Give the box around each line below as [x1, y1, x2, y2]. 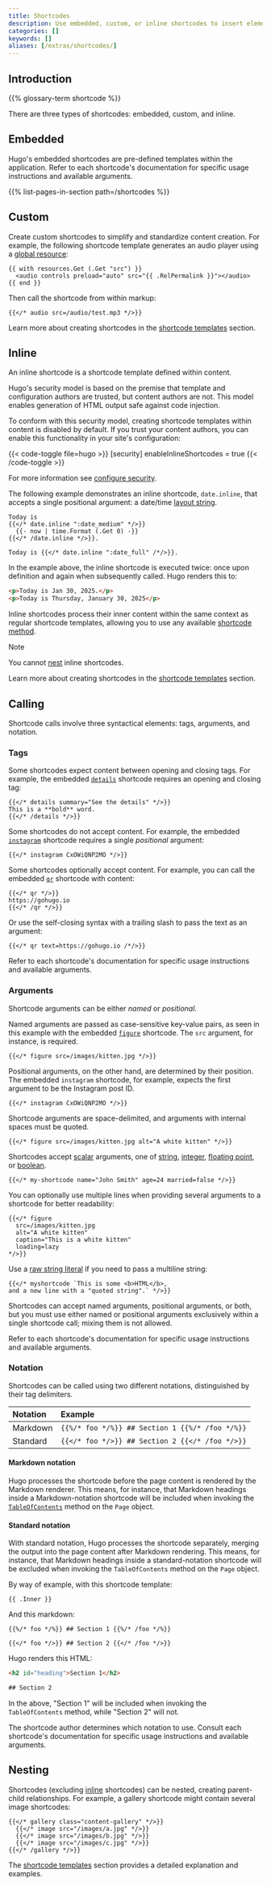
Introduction [8, 72, 73, 86]
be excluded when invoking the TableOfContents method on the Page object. [8, 1564, 260, 1574]
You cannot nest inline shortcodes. [8, 658, 124, 668]
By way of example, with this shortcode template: [8, 1579, 173, 1590]
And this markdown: [8, 1609, 75, 1619]
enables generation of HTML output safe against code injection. [8, 401, 220, 410]
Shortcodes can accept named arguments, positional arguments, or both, [8, 1300, 252, 1311]
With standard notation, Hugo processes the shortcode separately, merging [8, 1538, 260, 1548]
